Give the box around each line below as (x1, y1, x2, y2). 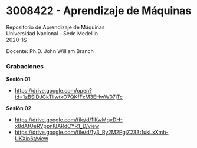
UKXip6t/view (14, 135, 49, 142)
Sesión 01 (6, 75, 31, 83)
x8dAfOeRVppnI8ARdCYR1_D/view (14, 123, 100, 130)
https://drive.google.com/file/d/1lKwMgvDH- (14, 116, 123, 123)
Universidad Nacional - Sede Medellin (6, 29, 98, 37)
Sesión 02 (6, 105, 32, 112)
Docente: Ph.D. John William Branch (6, 47, 94, 54)
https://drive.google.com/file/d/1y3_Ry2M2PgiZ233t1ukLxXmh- (14, 129, 169, 136)
